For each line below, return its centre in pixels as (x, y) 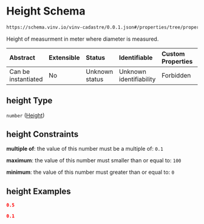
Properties (177, 61)
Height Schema (46, 11)
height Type (29, 101)
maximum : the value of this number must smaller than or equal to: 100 (94, 160)
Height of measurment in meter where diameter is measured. (83, 39)
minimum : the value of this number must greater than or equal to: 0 (90, 172)
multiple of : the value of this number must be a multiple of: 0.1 (85, 149)
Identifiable (136, 58)
